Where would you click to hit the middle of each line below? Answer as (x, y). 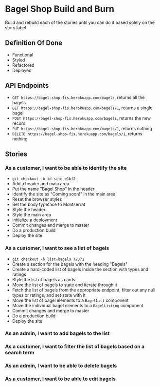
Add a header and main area (41, 184)
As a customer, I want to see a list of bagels (57, 248)
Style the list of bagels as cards (44, 279)
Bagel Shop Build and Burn (60, 9)
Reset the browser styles (37, 199)
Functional (23, 55)
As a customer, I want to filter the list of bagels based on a (75, 347)
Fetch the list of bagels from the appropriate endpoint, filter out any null (84, 290)
